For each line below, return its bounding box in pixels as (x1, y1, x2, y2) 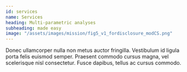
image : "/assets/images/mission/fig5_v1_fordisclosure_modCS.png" (5, 31, 173, 37)
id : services (5, 8, 38, 15)
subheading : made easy (5, 25, 62, 31)
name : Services (5, 14, 43, 20)
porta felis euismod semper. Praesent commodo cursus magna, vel (5, 53, 169, 60)
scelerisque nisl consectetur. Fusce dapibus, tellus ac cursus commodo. (5, 60, 182, 67)
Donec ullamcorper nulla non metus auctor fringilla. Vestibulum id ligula (5, 47, 180, 54)
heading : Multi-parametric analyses (5, 19, 96, 25)
